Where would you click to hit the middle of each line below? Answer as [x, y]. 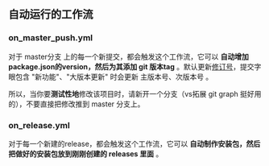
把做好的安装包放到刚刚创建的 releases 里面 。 [86, 154]
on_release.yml [39, 125]
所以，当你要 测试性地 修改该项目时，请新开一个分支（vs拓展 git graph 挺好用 [135, 93]
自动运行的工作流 [51, 15]
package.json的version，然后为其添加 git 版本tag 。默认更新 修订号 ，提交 [131, 66]
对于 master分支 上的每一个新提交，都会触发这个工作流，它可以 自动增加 [129, 56]
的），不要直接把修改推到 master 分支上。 [77, 104]
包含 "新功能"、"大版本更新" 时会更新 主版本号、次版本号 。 [114, 77]
